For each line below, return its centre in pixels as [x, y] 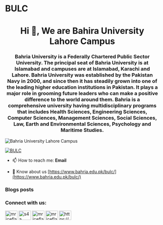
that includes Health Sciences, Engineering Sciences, [82, 112]
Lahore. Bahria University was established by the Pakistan [82, 75]
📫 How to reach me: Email [39, 160]
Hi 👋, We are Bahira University [82, 31]
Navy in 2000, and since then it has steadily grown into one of [82, 81]
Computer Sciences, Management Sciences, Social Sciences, [82, 118]
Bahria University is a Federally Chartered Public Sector [82, 57]
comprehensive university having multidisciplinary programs [82, 106]
